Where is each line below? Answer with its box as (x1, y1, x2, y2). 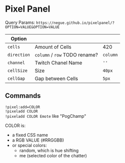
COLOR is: (5, 123, 26, 128)
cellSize (7, 68, 28, 73)
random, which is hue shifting (19, 147, 79, 153)
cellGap (7, 75, 25, 81)
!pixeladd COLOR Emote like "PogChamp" (5, 113, 87, 119)
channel (7, 60, 25, 65)
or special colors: (12, 142, 47, 148)
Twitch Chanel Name (35, 59, 83, 66)
